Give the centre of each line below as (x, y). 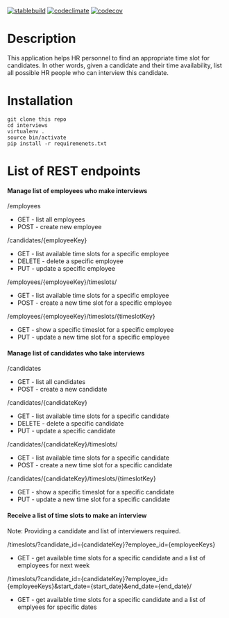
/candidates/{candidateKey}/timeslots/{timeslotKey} (82, 478)
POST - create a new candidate (62, 390)
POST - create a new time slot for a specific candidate (95, 465)
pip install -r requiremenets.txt (57, 143)
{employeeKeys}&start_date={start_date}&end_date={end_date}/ (100, 586)
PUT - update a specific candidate (66, 431)
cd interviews (28, 125)
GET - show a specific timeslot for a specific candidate (96, 492)
